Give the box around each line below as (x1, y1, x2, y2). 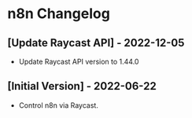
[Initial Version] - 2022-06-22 (7, 79, 157, 93)
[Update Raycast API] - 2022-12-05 (7, 36, 185, 50)
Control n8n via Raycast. (18, 100, 99, 110)
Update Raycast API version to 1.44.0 (18, 57, 139, 66)
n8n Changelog (7, 5, 111, 23)
